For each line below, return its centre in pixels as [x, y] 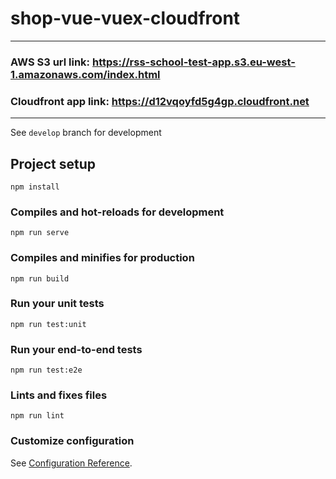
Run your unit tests [57, 304]
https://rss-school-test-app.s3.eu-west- [193, 62]
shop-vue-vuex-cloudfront [125, 18]
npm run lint [37, 416]
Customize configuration [72, 441]
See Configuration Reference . [71, 463]
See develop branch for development [86, 133]
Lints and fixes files [59, 395]
